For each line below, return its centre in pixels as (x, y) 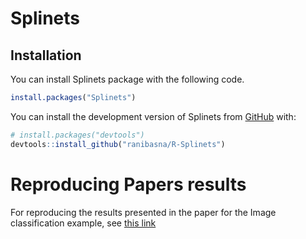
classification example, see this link (83, 223)
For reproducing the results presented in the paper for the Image (143, 212)
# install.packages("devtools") (77, 135)
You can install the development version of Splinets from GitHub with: (153, 116)
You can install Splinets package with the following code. (127, 79)
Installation (46, 55)
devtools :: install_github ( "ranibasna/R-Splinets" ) (118, 144)
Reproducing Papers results (128, 184)
